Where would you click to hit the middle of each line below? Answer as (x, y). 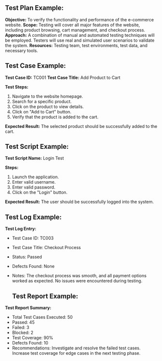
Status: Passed (27, 257)
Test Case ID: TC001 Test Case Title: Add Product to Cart (63, 78)
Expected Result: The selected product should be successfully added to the (81, 126)
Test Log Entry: (21, 229)
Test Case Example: (36, 66)
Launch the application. (35, 177)
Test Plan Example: (34, 8)
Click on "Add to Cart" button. (42, 111)
